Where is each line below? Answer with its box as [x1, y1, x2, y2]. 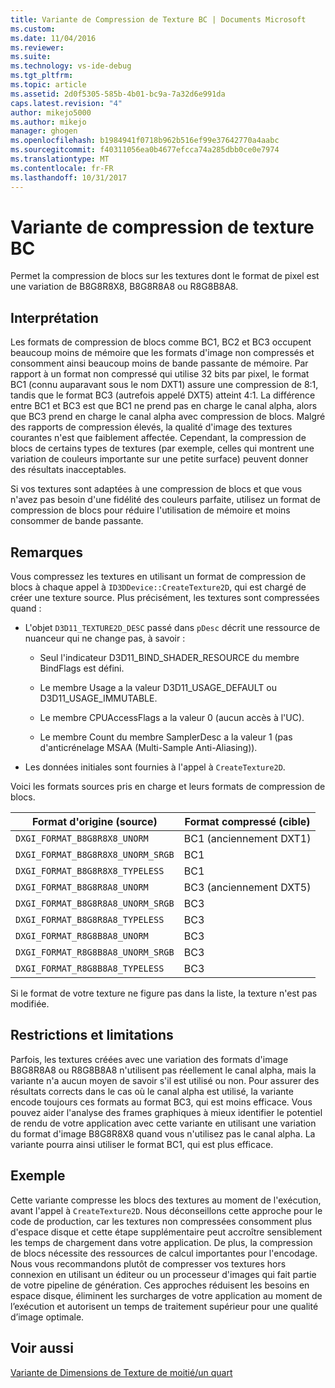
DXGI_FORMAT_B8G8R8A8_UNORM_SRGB [15, 898, 175, 910]
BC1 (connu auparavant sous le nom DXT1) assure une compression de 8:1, [10, 379, 319, 391]
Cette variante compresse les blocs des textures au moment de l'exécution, [10, 1194, 322, 1206]
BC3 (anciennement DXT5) [183, 881, 312, 895]
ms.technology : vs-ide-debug [10, 61, 132, 71]
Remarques [10, 544, 84, 561]
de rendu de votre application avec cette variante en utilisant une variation [10, 1117, 317, 1129]
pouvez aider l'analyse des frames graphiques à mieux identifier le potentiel [10, 1106, 323, 1118]
